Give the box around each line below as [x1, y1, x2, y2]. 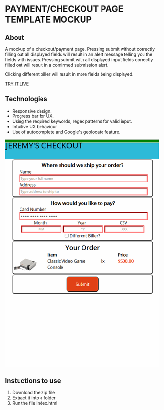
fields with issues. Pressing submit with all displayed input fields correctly [5, 57, 153, 62]
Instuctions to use [5, 377, 61, 385]
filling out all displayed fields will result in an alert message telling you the [5, 51, 153, 57]
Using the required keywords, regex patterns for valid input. [12, 118, 133, 124]
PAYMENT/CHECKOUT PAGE [5, 3, 123, 15]
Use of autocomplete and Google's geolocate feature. [12, 129, 121, 135]
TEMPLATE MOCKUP [5, 14, 92, 25]
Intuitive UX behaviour [12, 123, 57, 129]
